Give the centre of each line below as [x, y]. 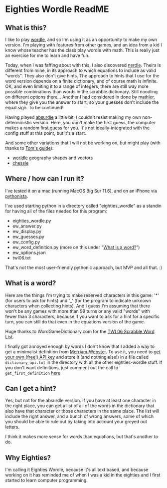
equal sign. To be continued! [34, 108]
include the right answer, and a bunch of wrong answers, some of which [79, 416]
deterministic [19, 122]
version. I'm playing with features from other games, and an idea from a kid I [83, 45]
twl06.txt [21, 257]
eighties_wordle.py [32, 221]
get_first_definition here [33, 373]
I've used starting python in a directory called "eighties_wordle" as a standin [83, 206]
